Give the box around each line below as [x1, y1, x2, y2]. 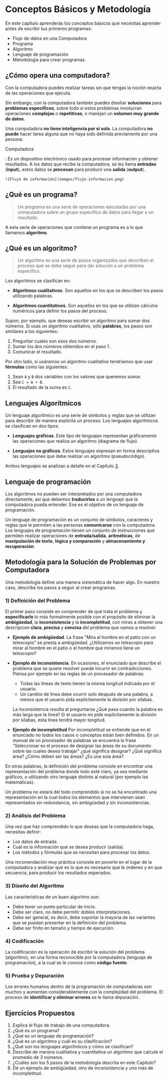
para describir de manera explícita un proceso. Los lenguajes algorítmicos [5, 418, 158, 424]
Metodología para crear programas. [12, 56, 86, 62]
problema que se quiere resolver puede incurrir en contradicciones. [12, 666, 152, 672]
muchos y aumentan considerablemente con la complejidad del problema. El [5, 989, 163, 995]
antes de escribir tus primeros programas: [5, 25, 92, 31]
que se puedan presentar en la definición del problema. [12, 920, 127, 926]
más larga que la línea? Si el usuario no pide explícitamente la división [12, 712, 157, 718]
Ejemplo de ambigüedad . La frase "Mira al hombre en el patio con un [12, 634, 156, 640]
